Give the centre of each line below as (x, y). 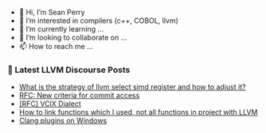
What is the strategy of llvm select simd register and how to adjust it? (132, 87)
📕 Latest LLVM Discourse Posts (69, 70)
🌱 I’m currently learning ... (61, 29)
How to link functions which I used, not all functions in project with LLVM (138, 112)
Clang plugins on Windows (63, 121)
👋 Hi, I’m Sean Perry (52, 12)
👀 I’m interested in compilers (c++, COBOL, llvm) (98, 21)
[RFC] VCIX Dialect (50, 104)
